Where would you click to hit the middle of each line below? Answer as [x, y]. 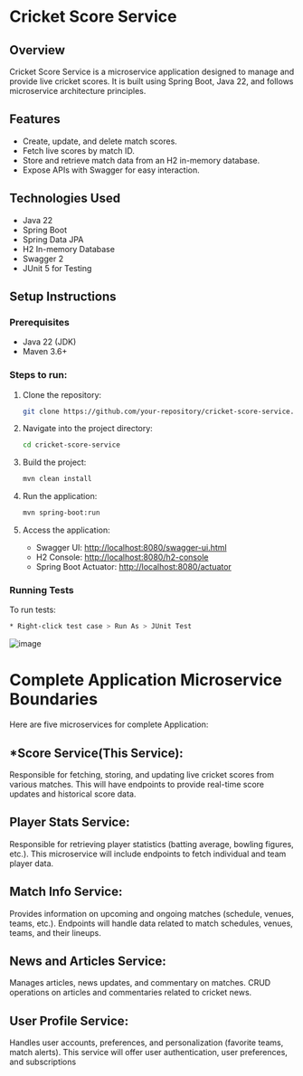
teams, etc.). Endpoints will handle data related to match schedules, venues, [151, 923]
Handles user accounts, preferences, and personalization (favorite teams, [147, 1043]
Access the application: [66, 530]
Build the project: [54, 462]
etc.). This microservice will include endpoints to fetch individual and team [148, 854]
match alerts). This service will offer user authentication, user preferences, [148, 1052]
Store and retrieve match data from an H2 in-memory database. [141, 160]
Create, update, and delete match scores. [100, 141]
